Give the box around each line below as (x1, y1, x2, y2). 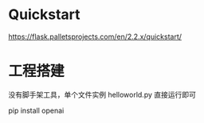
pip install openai (8, 106, 65, 115)
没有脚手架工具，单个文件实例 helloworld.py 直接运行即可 (8, 90, 197, 99)
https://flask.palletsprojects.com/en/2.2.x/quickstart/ (8, 32, 182, 41)
